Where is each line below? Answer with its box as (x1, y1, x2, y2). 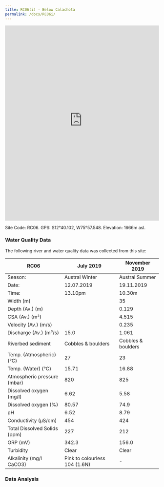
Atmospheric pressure (7, 373, 59, 380)
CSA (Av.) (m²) (7, 313, 41, 320)
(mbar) (7, 379, 23, 386)
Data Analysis (5, 475, 39, 482)
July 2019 (77, 262, 102, 269)
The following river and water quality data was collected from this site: (5, 247, 146, 254)
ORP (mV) (7, 439, 30, 446)
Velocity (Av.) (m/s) (7, 321, 52, 328)
